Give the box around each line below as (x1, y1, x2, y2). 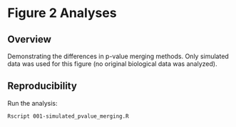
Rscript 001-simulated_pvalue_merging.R (7, 112, 130, 120)
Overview (7, 33, 52, 45)
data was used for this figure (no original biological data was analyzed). (7, 60, 217, 68)
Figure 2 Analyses (7, 5, 117, 21)
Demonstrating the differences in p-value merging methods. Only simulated (7, 52, 230, 60)
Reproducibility (7, 80, 77, 92)
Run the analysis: (7, 99, 58, 107)
